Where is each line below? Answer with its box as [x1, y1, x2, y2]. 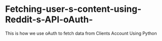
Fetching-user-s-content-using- [5, 3, 142, 15]
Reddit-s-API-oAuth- [5, 14, 93, 25]
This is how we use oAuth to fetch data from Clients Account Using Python [5, 30, 157, 36]
